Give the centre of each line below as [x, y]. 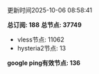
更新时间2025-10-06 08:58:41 [50, 10]
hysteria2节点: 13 [42, 48]
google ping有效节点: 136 [44, 63]
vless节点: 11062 [40, 39]
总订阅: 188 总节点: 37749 [44, 25]
